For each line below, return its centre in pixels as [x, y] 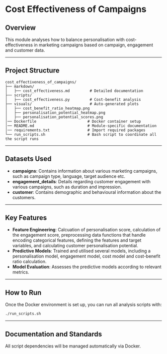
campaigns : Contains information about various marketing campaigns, [85, 171]
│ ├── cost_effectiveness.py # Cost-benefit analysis [73, 99]
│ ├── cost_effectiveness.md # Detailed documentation [74, 91]
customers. [24, 197]
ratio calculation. [29, 262]
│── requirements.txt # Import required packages [75, 130]
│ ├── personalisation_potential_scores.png [54, 117]
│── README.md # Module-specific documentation [81, 126]
